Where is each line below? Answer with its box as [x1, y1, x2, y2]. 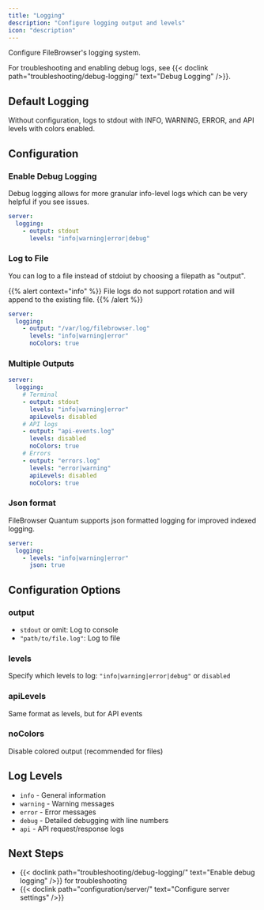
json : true [28, 561, 66, 569]
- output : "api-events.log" [22, 428, 115, 436]
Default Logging [8, 94, 89, 108]
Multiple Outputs [8, 357, 75, 368]
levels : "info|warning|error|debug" [28, 234, 150, 242]
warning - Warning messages [19, 799, 115, 808]
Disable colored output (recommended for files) [8, 746, 164, 756]
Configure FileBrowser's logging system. [8, 48, 141, 58]
